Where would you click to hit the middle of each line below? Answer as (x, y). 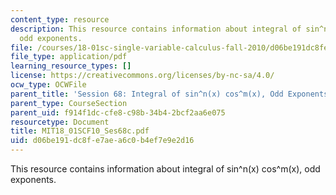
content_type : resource (60, 19)
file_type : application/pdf (69, 57)
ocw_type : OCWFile (48, 85)
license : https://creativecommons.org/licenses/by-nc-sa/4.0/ (142, 76)
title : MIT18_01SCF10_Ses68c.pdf (80, 131)
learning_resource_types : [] (71, 66)
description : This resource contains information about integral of (156, 29)
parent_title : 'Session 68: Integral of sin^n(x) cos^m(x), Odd (147, 94)
